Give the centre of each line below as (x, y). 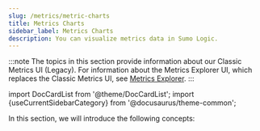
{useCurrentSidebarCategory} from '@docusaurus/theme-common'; (122, 103)
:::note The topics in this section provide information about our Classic (125, 61)
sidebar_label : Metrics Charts (61, 31)
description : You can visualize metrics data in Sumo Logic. (113, 38)
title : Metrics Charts (46, 23)
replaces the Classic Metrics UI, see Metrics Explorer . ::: (101, 78)
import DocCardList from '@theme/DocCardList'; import (101, 95)
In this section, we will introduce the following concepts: (102, 119)
